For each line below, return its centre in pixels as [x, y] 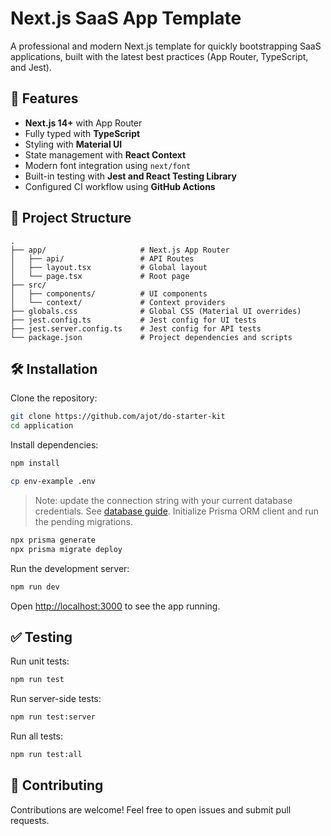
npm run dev [35, 587]
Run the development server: [70, 568]
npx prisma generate [53, 540]
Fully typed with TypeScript [82, 133]
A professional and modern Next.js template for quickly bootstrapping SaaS [166, 46]
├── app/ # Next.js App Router [120, 250]
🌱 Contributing [57, 785]
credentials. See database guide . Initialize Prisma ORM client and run [177, 511]
